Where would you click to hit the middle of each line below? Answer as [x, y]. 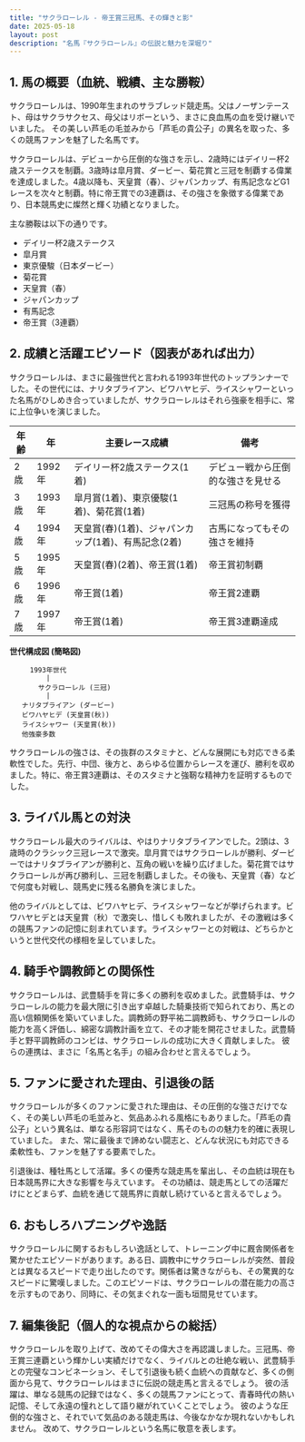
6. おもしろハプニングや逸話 [88, 1225]
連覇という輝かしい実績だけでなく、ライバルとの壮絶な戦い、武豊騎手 [164, 1360]
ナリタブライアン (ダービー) [68, 705]
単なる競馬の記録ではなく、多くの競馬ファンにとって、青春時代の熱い [164, 1394]
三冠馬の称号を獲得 [249, 505]
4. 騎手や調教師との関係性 [82, 971]
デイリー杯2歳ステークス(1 [132, 466]
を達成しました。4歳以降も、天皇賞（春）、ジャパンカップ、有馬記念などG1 [150, 181]
